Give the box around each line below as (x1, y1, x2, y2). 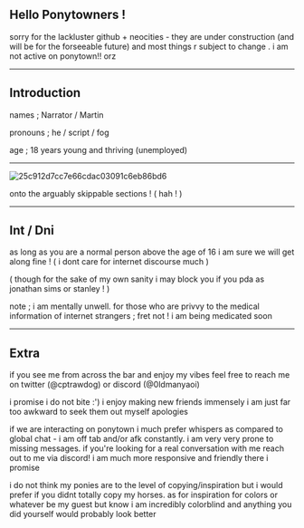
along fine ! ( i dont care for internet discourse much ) (9, 256, 210, 267)
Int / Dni (9, 223, 54, 238)
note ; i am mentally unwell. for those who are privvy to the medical (9, 301, 260, 312)
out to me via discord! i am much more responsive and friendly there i (9, 453, 269, 464)
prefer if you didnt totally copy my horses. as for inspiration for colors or (9, 489, 279, 501)
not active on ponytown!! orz (9, 50, 117, 62)
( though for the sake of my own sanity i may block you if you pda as (9, 274, 265, 284)
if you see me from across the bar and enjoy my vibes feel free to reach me (9, 370, 290, 380)
